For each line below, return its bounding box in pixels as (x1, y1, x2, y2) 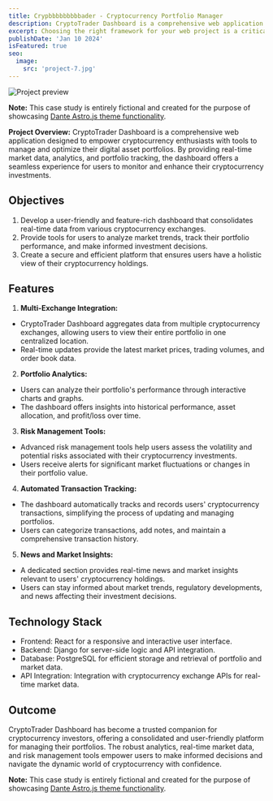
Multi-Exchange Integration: (19, 304, 119, 313)
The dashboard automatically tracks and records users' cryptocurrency (19, 500, 260, 510)
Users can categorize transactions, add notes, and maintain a (19, 525, 226, 536)
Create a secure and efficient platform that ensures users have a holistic (19, 249, 262, 260)
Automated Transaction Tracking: (19, 484, 137, 493)
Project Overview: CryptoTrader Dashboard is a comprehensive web (8, 127, 240, 136)
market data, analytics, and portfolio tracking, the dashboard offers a (8, 153, 239, 162)
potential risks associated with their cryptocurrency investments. (19, 451, 237, 461)
